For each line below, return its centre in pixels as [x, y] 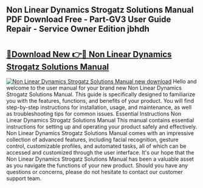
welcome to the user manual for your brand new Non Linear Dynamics [94, 88]
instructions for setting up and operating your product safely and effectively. [102, 127]
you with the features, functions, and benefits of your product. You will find [100, 101]
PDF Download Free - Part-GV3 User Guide [89, 20]
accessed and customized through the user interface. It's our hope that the [100, 152]
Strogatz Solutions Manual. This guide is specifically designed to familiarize [101, 94]
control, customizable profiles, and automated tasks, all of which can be [96, 146]
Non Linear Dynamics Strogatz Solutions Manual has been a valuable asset [100, 159]
